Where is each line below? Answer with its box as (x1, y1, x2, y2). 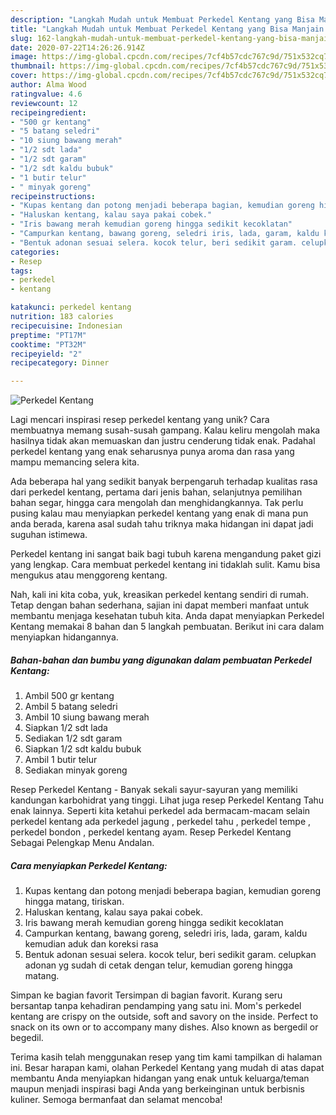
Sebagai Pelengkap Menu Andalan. (10, 837, 155, 849)
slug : (10, 33, 33, 43)
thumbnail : (10, 61, 56, 71)
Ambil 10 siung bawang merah (24, 711, 150, 723)
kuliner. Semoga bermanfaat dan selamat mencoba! (10, 1094, 223, 1106)
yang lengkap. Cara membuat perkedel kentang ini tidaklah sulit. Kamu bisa (10, 559, 321, 571)
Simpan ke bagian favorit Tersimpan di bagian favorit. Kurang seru (10, 989, 283, 1001)
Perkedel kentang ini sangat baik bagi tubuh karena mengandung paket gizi (10, 548, 322, 560)
